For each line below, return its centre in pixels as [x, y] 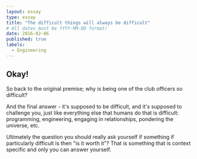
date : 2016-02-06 [28, 34]
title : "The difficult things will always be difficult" [78, 23]
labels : [16, 45]
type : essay [21, 17]
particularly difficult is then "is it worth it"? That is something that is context [98, 143]
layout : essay [24, 12]
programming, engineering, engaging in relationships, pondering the [90, 119]
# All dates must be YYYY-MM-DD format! [57, 28]
